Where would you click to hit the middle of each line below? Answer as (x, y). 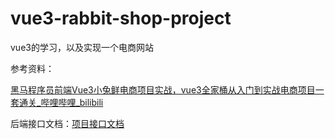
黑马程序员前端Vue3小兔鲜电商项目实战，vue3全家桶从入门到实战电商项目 (163, 89)
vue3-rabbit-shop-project (121, 18)
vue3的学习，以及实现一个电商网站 (82, 47)
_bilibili (89, 102)
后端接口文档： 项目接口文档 (67, 123)
